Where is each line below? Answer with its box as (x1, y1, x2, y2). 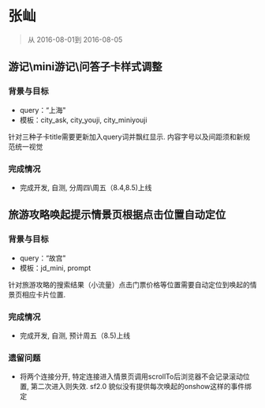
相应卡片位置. (21, 290, 66, 299)
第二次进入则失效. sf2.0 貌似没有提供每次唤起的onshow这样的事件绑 (30, 382, 252, 391)
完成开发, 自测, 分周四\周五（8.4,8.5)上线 (19, 182, 152, 192)
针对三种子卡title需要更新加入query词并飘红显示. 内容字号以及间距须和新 (8, 132, 244, 141)
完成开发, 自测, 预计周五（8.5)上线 (19, 331, 131, 340)
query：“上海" (19, 105, 66, 114)
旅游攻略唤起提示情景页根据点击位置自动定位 (8, 208, 226, 222)
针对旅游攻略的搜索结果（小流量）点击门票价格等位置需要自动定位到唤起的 (8, 279, 250, 289)
